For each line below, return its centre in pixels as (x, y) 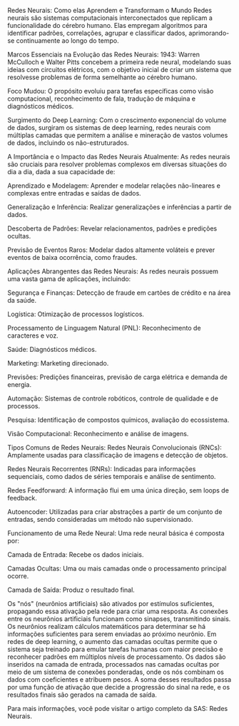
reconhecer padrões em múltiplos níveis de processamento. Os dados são (117, 657)
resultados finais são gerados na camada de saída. (82, 695)
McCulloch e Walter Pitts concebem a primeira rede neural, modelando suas (119, 62)
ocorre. (18, 576)
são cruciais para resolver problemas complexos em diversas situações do (117, 164)
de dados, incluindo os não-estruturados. (68, 143)
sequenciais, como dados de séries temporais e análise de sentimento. (112, 477)
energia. (20, 384)
